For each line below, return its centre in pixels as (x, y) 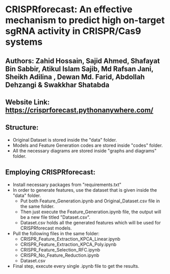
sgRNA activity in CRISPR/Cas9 (73, 31)
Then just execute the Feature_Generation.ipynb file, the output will (91, 212)
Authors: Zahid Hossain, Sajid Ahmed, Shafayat (82, 61)
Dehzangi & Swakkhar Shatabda (57, 85)
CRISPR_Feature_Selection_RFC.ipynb (60, 249)
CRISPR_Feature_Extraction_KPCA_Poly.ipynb (68, 244)
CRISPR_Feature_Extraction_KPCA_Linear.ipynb (70, 239)
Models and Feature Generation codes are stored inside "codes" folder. (88, 145)
